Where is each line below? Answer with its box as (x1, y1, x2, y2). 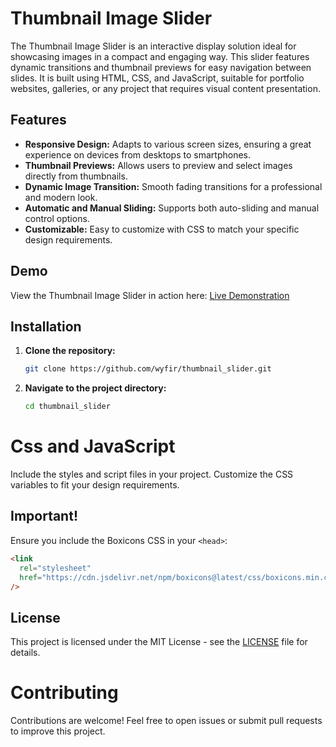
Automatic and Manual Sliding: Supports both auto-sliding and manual (24, 202, 320, 214)
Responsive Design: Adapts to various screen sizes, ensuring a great (24, 138, 312, 150)
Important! (10, 508, 78, 525)
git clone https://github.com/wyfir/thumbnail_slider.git (24, 364, 272, 374)
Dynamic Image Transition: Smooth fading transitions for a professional (24, 180, 323, 192)
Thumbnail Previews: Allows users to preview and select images (24, 159, 293, 171)
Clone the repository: (24, 345, 116, 357)
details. (10, 647, 41, 659)
